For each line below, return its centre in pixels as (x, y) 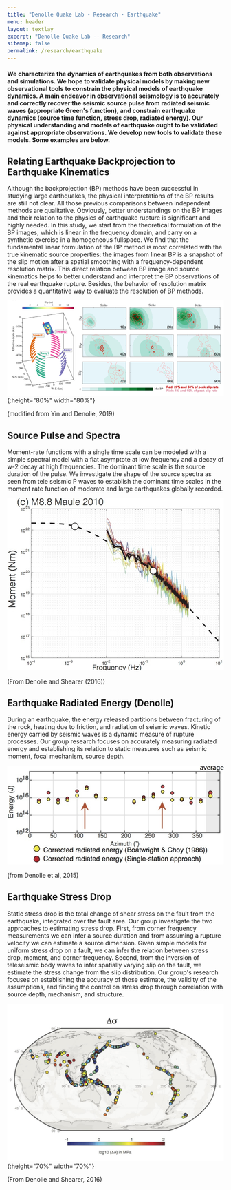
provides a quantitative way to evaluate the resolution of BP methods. (106, 291)
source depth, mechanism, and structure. (66, 994)
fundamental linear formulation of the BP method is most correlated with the (115, 247)
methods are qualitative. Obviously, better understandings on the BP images (115, 211)
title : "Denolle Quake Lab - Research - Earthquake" (84, 14)
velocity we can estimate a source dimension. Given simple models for (107, 943)
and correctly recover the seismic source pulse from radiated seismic (108, 103)
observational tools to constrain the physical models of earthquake (105, 88)
